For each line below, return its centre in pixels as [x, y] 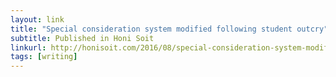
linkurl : [28, 47]
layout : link [37, 19]
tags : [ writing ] [44, 57]
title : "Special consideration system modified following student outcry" [169, 29]
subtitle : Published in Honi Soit [82, 38]
